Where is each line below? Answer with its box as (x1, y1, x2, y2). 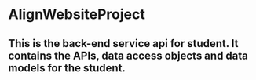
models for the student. (8, 61, 126, 75)
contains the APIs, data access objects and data (8, 49, 249, 62)
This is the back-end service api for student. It (8, 37, 239, 50)
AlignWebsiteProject (8, 5, 145, 24)
